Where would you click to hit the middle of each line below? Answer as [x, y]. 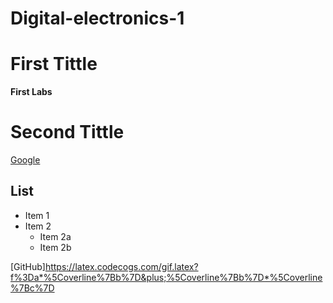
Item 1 [37, 215]
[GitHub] [28, 266]
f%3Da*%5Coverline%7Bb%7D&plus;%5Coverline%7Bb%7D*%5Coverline [166, 277]
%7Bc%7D [32, 288]
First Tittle [54, 64]
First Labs [31, 92]
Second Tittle [67, 132]
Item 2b [55, 247]
